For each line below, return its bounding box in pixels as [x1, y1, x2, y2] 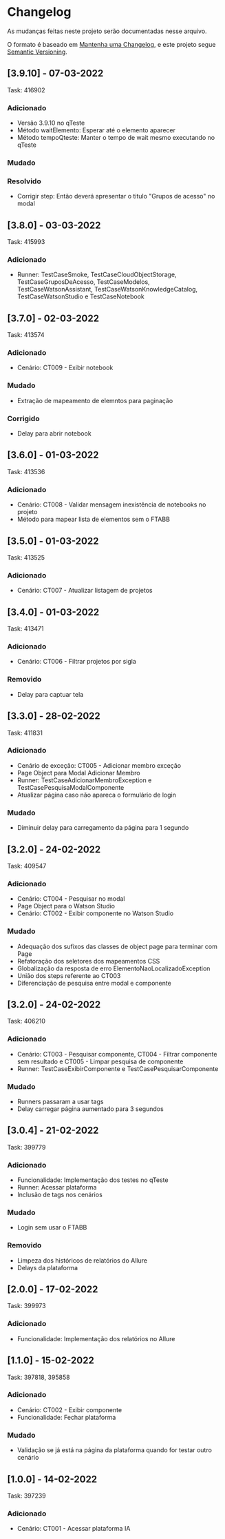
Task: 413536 [7, 467, 45, 476]
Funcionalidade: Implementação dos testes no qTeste [17, 1176, 169, 1184]
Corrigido [7, 414, 40, 423]
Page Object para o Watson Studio [17, 902, 116, 910]
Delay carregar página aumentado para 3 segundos [17, 1104, 164, 1113]
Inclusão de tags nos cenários [17, 1190, 103, 1199]
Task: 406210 [7, 1017, 46, 1026]
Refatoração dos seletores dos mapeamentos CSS [17, 957, 160, 965]
